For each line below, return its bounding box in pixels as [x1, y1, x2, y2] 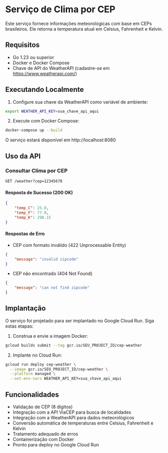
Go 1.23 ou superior [12, 54, 54, 60]
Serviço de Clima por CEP [5, 4, 116, 15]
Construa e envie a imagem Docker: [12, 333, 88, 339]
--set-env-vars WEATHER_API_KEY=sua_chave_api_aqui [10, 376, 122, 381]
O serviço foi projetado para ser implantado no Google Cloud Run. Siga [5, 317, 154, 323]
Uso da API [5, 152, 41, 160]
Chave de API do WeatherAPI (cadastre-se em [12, 65, 110, 71]
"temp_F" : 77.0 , [14, 210, 49, 215]
